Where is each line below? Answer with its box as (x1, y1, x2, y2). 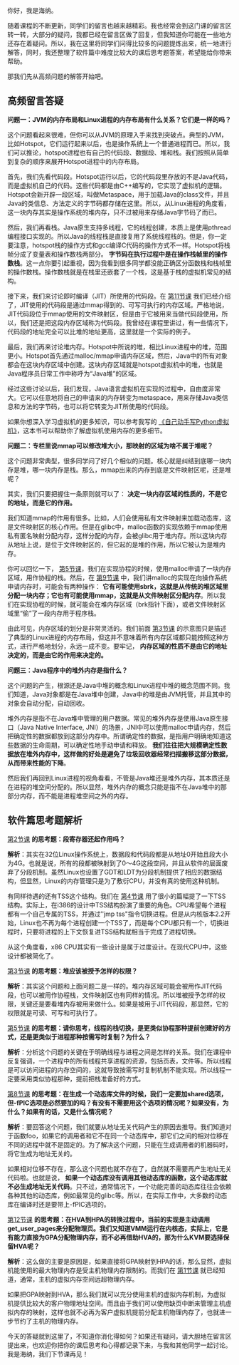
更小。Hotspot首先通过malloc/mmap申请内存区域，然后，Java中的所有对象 (7, 351, 228, 360)
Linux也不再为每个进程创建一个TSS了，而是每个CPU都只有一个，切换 (19, 918, 223, 927)
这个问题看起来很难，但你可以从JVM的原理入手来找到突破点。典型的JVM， (7, 130, 228, 139)
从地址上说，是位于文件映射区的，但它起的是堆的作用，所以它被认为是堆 (7, 540, 219, 549)
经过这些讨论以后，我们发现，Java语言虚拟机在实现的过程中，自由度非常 (7, 384, 221, 393)
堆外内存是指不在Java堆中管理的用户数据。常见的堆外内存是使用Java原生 (7, 714, 223, 722)
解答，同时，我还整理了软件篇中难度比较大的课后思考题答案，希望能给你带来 (7, 48, 232, 56)
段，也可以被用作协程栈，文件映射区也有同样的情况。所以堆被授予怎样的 (7, 990, 219, 999)
